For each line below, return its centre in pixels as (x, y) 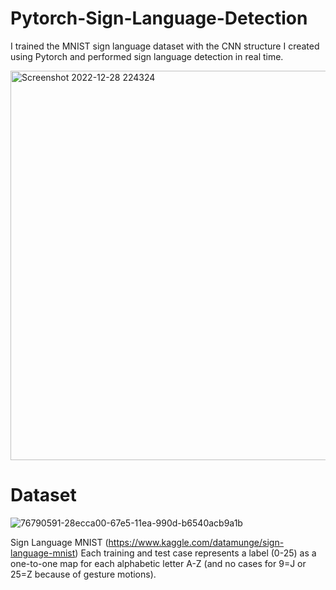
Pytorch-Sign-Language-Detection (159, 18)
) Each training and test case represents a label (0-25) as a (195, 553)
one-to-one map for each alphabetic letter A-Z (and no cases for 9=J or (158, 563)
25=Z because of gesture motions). (83, 574)
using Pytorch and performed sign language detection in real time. (147, 56)
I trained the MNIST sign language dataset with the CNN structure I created (165, 46)
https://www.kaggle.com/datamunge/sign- (196, 542)
